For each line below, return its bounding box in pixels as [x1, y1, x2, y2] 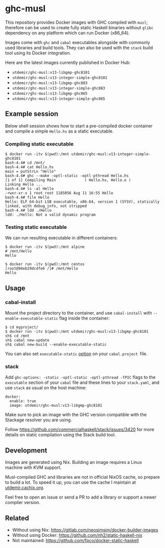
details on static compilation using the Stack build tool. [5, 432, 116, 438]
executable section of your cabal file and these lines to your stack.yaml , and [5, 379, 160, 386]
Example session [5, 110, 59, 118]
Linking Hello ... [5, 182, 43, 187]
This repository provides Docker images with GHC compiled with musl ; [5, 19, 148, 25]
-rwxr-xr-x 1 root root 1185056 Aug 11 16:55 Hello [5, 191, 113, 196]
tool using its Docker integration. [5, 50, 71, 56]
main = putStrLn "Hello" [5, 169, 56, 174]
